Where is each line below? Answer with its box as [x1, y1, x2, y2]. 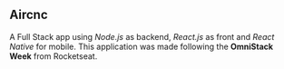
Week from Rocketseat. [9, 50, 98, 62]
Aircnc [9, 7, 48, 23]
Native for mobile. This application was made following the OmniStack [9, 41, 274, 52]
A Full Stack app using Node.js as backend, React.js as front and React [9, 31, 275, 42]
